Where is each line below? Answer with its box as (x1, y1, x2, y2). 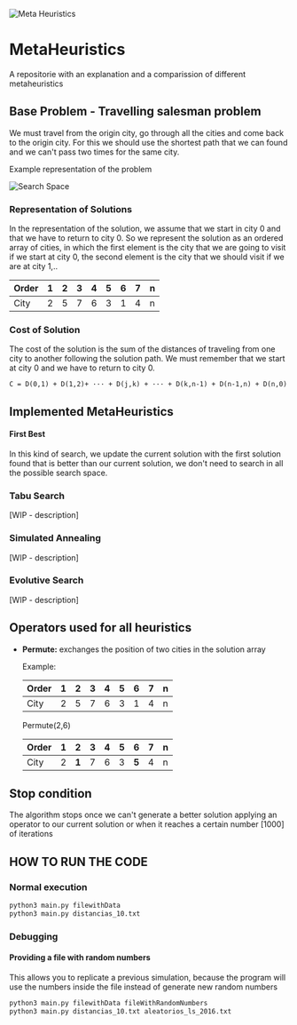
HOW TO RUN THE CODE (9, 854, 148, 870)
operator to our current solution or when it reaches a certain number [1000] (9, 819, 285, 830)
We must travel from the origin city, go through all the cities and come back (9, 127, 285, 138)
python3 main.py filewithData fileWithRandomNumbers (9, 999, 208, 1008)
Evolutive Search (9, 574, 84, 586)
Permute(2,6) (21, 719, 71, 730)
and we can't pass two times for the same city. (9, 147, 180, 157)
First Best (9, 429, 46, 440)
